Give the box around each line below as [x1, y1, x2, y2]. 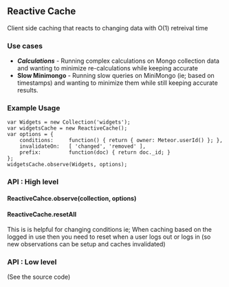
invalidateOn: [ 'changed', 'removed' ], [19, 143, 146, 150]
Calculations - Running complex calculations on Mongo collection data [17, 57, 220, 65]
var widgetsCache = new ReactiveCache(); [7, 125, 128, 132]
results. [17, 86, 39, 95]
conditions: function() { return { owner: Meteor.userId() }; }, [19, 137, 223, 144]
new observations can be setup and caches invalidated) [7, 240, 166, 248]
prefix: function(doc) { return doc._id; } [19, 149, 171, 156]
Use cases [7, 41, 43, 50]
